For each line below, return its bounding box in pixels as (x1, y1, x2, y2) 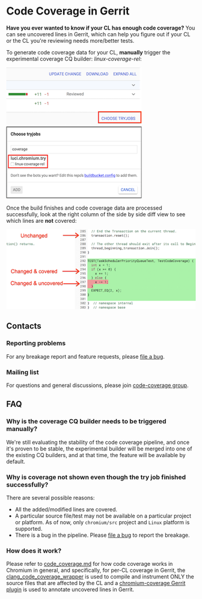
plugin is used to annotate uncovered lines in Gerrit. (6, 586, 134, 593)
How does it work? (6, 546, 62, 555)
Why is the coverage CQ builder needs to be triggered (6, 417, 167, 426)
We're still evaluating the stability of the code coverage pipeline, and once (6, 438, 190, 446)
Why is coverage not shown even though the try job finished (6, 473, 186, 481)
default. (6, 458, 26, 465)
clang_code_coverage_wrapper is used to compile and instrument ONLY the (6, 573, 194, 580)
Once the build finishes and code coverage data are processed (6, 204, 162, 211)
